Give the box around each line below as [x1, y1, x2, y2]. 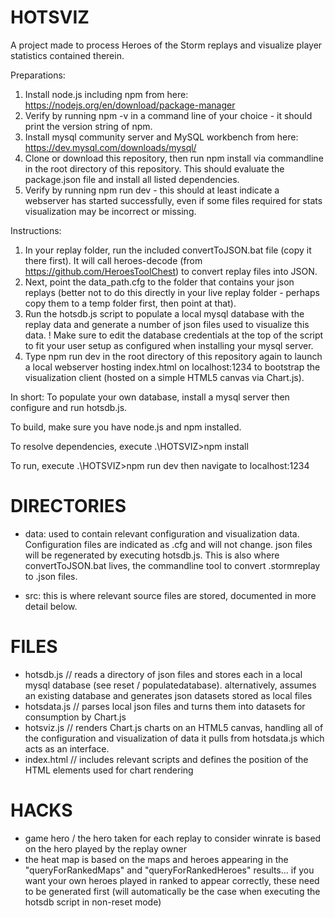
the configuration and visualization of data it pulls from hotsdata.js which [24, 732, 325, 744]
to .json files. [24, 570, 78, 582]
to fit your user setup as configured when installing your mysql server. [24, 339, 314, 351]
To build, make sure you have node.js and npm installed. [10, 421, 242, 433]
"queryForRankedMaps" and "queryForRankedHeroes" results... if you [24, 864, 315, 876]
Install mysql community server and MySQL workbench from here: [24, 131, 299, 143]
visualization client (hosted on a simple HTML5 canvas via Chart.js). [24, 371, 305, 383]
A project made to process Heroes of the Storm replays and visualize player [10, 39, 323, 51]
